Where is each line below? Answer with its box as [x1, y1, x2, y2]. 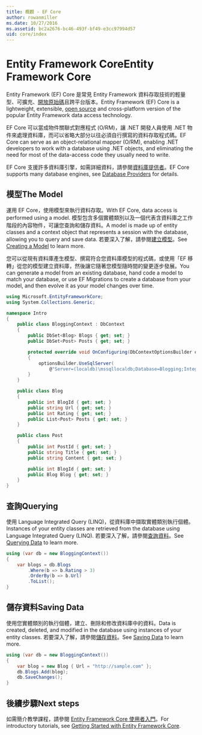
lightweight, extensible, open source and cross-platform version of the [6, 105, 181, 112]
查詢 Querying [6, 501, 58, 511]
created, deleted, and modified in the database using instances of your [6, 626, 182, 634]
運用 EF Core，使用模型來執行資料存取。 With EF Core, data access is [6, 206, 178, 214]
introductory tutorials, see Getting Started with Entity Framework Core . [6, 722, 182, 729]
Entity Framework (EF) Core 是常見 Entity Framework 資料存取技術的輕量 [6, 91, 186, 98]
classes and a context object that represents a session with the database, [6, 228, 189, 235]
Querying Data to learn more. [6, 538, 79, 546]
